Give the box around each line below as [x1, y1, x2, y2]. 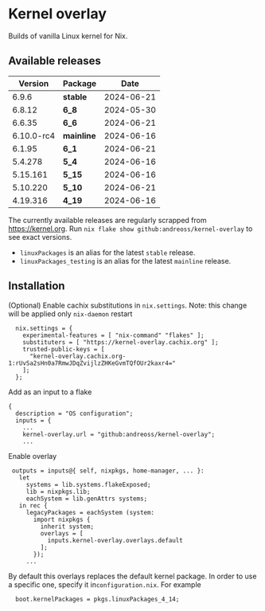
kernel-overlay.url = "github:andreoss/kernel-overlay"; [22, 430, 216, 438]
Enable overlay [8, 451, 57, 460]
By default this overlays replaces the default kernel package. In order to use [8, 571, 257, 581]
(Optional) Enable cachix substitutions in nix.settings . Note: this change [8, 300, 247, 310]
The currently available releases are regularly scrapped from [8, 215, 207, 225]
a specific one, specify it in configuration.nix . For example [8, 579, 201, 589]
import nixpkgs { [33, 515, 91, 523]
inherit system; [40, 523, 94, 531]
